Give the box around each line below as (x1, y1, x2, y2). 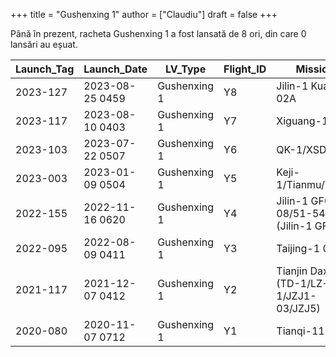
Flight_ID (223, 62, 267, 76)
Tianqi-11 (276, 324, 325, 338)
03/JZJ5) (276, 302, 321, 315)
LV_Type (165, 62, 207, 76)
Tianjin (276, 264, 308, 278)
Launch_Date (83, 62, 148, 76)
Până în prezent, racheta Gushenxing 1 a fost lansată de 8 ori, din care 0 (10, 28, 307, 39)
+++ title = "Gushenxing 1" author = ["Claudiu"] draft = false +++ (10, 9, 278, 20)
